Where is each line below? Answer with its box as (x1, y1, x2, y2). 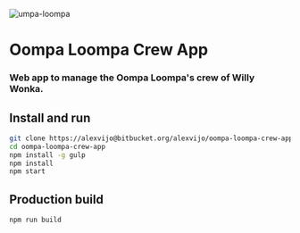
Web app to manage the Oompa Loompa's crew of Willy (9, 71, 255, 84)
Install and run (9, 110, 91, 125)
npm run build (9, 215, 62, 225)
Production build (9, 192, 104, 207)
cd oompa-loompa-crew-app (9, 142, 105, 151)
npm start (9, 167, 46, 176)
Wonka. (9, 83, 44, 96)
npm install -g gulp (9, 150, 87, 160)
